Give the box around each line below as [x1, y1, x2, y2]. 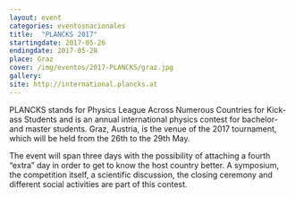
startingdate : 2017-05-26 [9, 38, 105, 47]
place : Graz [9, 55, 54, 64]
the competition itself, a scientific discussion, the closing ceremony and [9, 169, 273, 180]
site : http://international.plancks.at [9, 80, 158, 89]
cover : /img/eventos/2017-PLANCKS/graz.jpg [9, 64, 174, 73]
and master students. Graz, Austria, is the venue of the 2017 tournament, [9, 123, 277, 134]
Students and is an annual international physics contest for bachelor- [23, 114, 279, 124]
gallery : [9, 72, 42, 81]
